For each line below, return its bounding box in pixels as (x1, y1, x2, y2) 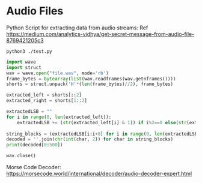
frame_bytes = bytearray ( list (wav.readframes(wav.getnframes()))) (6, 76, 176, 82)
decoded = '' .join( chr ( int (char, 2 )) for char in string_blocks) (6, 136, 173, 142)
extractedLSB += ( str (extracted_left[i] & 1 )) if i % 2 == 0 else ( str (17, 119, 187, 125)
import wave (6, 59, 36, 65)
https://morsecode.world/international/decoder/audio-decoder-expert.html (6, 170, 192, 178)
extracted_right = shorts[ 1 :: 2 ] (6, 98, 87, 104)
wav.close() (6, 153, 36, 159)
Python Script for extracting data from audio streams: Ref (6, 24, 148, 31)
